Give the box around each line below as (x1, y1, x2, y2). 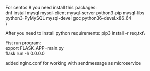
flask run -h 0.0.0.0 (5, 50, 45, 56)
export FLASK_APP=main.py (5, 45, 64, 51)
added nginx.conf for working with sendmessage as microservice (5, 60, 141, 66)
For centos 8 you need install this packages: (5, 5, 97, 10)
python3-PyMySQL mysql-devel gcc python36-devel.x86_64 (5, 15, 132, 21)
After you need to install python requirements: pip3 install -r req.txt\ (5, 30, 145, 36)
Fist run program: (5, 40, 41, 46)
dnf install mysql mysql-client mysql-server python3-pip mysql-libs (5, 10, 145, 16)
